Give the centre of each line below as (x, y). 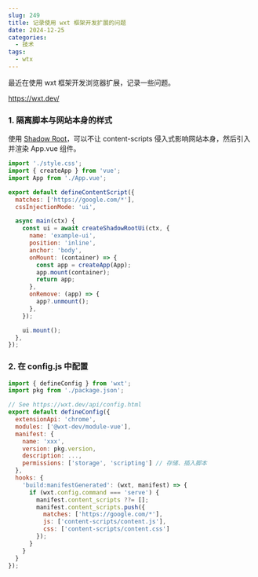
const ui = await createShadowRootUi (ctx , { (96, 229)
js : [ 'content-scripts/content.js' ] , (105, 522)
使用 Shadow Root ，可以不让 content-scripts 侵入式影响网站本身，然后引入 (129, 139)
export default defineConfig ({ (59, 412)
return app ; (56, 280)
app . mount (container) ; (73, 272)
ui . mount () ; (42, 330)
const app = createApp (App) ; (84, 265)
